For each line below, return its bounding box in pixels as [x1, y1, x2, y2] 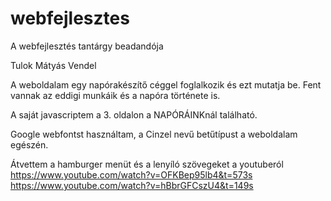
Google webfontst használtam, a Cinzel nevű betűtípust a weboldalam [10, 128, 298, 140]
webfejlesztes [10, 7, 130, 30]
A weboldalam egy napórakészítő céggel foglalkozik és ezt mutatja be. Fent [10, 78, 322, 91]
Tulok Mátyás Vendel [10, 59, 97, 71]
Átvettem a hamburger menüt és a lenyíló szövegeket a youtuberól [10, 158, 284, 170]
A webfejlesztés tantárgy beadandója [10, 40, 164, 52]
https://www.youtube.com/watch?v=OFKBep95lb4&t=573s [10, 168, 253, 181]
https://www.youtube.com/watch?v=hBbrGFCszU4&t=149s [10, 179, 254, 191]
